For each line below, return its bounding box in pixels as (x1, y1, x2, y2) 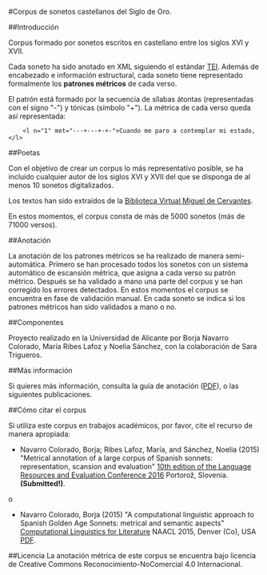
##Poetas (8, 148, 41, 157)
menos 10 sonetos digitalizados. (8, 180, 114, 190)
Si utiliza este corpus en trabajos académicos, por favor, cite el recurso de (8, 420, 253, 430)
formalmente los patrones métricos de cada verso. (8, 79, 177, 88)
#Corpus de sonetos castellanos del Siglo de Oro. (8, 7, 172, 16)
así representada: (8, 111, 66, 121)
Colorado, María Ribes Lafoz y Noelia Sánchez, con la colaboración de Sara (8, 342, 257, 351)
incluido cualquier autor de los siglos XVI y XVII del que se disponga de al (8, 172, 250, 181)
